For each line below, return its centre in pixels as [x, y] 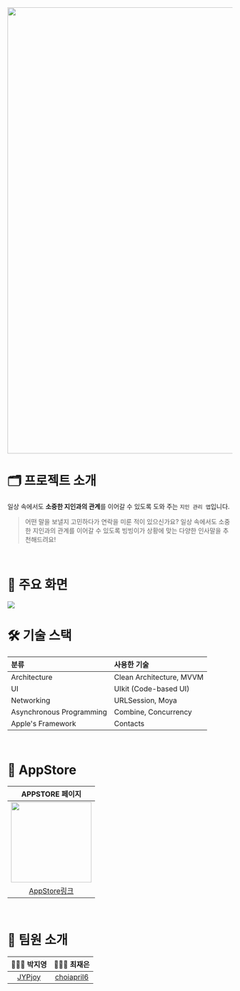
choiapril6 [72, 977]
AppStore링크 [51, 890]
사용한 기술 [131, 665]
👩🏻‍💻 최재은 [71, 965]
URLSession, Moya [145, 700]
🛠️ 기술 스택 [40, 636]
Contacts [129, 723]
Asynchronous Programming [59, 712]
